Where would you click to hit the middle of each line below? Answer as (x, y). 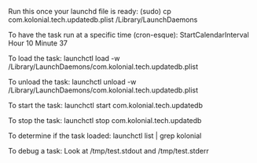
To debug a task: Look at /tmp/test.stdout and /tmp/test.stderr (109, 151)
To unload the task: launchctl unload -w (72, 82)
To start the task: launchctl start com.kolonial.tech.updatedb (105, 105)
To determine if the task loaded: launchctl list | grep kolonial (105, 136)
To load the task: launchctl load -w (64, 58)
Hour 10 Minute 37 (38, 43)
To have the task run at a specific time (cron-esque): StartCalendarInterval (128, 35)
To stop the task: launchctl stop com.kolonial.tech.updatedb (105, 120)
